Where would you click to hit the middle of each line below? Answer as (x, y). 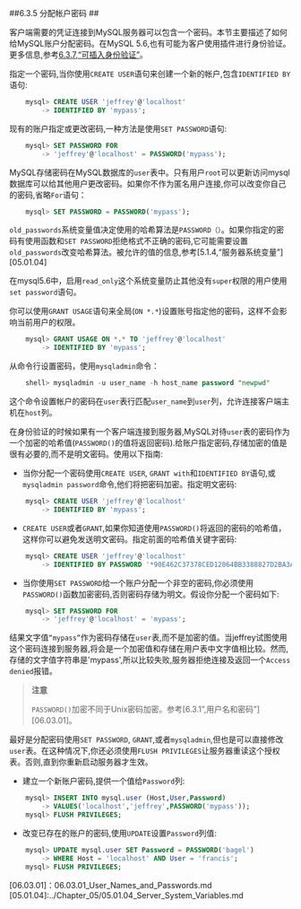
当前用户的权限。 (48, 322)
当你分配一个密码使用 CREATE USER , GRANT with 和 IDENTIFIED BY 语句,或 (149, 473)
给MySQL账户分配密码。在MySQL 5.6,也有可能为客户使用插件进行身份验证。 (150, 44)
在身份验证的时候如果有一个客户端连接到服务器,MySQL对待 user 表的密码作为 (150, 432)
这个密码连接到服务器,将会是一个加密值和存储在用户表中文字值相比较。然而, (149, 649)
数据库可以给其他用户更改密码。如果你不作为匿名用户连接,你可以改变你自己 (148, 183)
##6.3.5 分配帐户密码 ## (54, 13)
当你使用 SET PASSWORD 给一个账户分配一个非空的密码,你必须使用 (138, 582)
